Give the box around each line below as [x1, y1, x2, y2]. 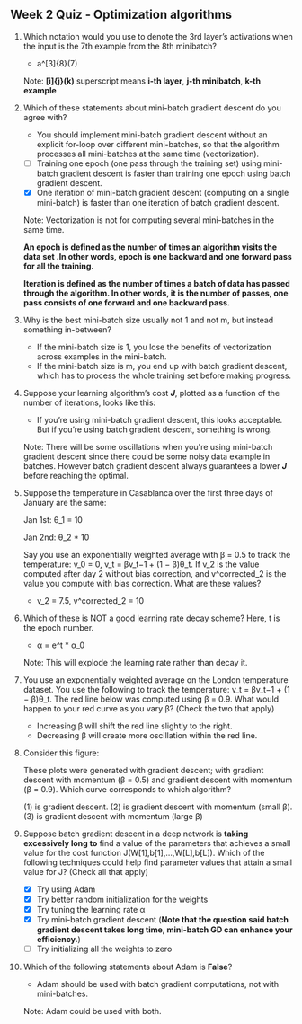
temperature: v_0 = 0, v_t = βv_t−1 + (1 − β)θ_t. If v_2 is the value [22, 559, 260, 569]
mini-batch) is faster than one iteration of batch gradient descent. [36, 197, 280, 207]
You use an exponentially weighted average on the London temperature [22, 674, 289, 685]
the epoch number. [22, 622, 94, 632]
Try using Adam [36, 884, 96, 895]
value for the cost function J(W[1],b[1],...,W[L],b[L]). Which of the [22, 847, 265, 858]
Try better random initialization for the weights [36, 894, 209, 905]
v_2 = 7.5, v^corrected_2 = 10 [36, 595, 145, 605]
